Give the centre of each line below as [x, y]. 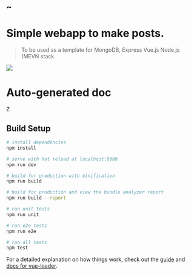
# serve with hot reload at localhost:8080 [62, 159]
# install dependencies [36, 142]
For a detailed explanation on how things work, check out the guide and [96, 259]
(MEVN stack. [38, 57]
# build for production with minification [61, 176]
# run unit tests [28, 209]
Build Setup [28, 128]
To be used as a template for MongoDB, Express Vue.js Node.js [100, 50]
